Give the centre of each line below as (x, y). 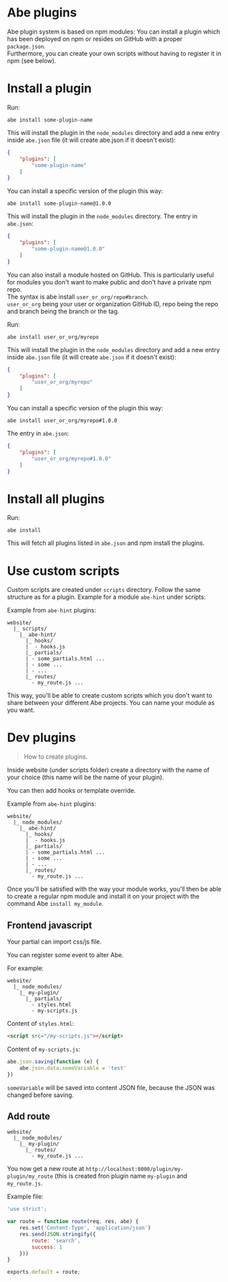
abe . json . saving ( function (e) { (53, 1061)
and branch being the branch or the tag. (63, 311)
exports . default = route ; (44, 1272)
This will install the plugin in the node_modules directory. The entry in (102, 217)
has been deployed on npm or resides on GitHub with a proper (95, 38)
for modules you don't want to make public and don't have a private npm (109, 282)
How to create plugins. (56, 757)
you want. (21, 710)
